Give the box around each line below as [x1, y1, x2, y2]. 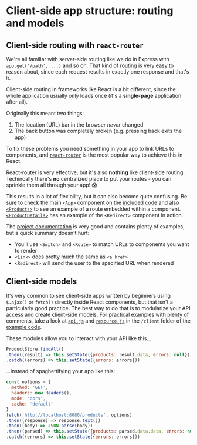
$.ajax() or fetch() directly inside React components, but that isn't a [6, 298, 173, 305]
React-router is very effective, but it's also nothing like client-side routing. [6, 169, 185, 176]
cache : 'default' [11, 401, 54, 407]
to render [14, 247, 38, 254]
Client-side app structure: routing [6, 4, 174, 18]
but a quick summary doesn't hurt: [6, 230, 90, 236]
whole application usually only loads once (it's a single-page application [6, 92, 182, 99]
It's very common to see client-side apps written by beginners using [6, 292, 171, 299]
